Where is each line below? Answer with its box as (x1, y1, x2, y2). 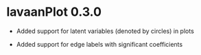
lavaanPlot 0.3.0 (6, 4, 102, 20)
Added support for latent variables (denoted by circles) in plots (16, 27, 195, 35)
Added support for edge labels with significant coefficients (16, 40, 183, 48)
